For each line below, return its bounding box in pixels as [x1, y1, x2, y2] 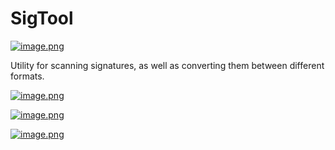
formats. [10, 70, 45, 82]
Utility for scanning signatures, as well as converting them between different [10, 59, 325, 71]
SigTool [10, 7, 74, 30]
